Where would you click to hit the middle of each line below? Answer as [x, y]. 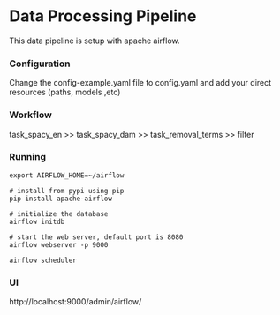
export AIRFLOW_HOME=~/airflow [67, 175]
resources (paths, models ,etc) [65, 92]
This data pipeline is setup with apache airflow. [95, 41]
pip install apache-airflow [61, 199]
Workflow [31, 115]
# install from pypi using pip [67, 191]
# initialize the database [59, 214]
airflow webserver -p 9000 [59, 244]
